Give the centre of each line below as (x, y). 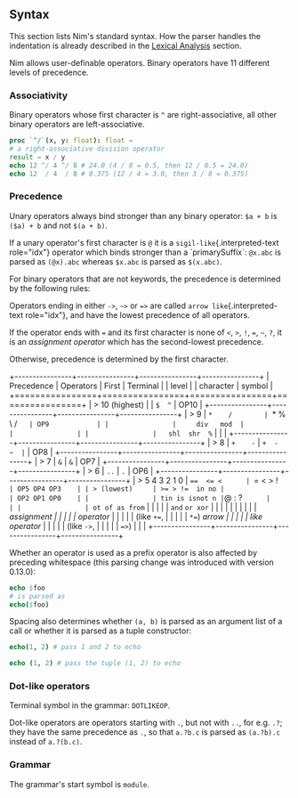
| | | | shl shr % (111, 434)
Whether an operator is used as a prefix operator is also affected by (133, 552)
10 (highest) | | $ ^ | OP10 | (152, 404)
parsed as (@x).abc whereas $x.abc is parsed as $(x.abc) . (116, 261)
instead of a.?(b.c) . (46, 742)
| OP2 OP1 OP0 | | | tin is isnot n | (117, 498)
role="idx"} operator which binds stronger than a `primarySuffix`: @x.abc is (145, 252)
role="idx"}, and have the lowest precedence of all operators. (138, 314)
